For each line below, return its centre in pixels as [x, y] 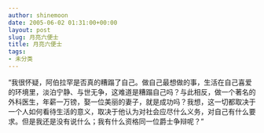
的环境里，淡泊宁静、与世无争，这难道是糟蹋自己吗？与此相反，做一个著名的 [132, 92]
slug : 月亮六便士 [33, 37]
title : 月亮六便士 [35, 45]
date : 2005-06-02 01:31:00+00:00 [63, 23]
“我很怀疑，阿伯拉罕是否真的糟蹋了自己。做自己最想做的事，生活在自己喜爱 [130, 82]
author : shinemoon [38, 15]
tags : [17, 52]
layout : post [29, 30]
